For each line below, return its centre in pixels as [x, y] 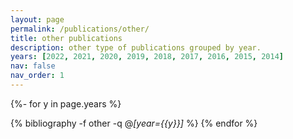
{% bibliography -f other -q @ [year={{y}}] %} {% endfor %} [134, 123]
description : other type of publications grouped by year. [136, 47]
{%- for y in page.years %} [66, 103]
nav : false [33, 66]
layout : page [37, 19]
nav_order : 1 [37, 76]
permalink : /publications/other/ [80, 29]
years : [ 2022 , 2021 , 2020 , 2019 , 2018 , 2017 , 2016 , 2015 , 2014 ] [147, 57]
